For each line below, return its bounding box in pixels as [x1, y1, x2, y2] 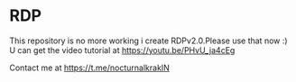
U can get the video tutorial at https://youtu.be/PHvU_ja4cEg [9, 44, 236, 55]
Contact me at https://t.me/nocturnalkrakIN [9, 62, 170, 73]
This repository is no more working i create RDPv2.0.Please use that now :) [9, 35, 288, 46]
